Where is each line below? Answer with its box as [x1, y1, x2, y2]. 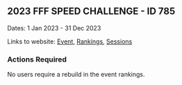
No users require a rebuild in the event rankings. [7, 70, 145, 79]
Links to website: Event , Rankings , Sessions [7, 37, 133, 46]
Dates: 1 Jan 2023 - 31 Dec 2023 [7, 23, 101, 32]
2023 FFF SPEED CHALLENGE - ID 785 [7, 6, 176, 17]
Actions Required [7, 55, 67, 64]
